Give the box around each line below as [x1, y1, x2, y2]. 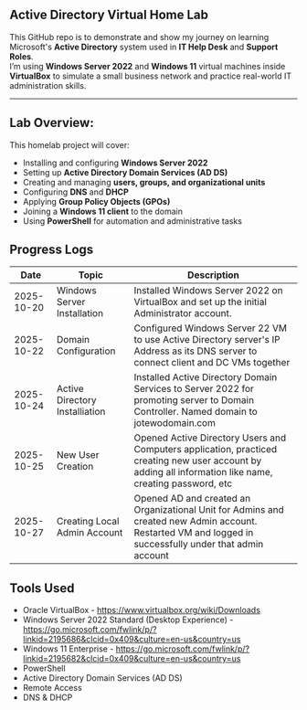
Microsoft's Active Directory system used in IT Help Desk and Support [9, 41, 279, 52]
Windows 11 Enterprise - [22, 643, 114, 654]
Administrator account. [133, 307, 232, 320]
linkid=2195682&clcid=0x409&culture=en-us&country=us [22, 653, 241, 664]
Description [186, 269, 240, 281]
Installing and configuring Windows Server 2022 [22, 157, 208, 168]
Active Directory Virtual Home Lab [9, 7, 208, 23]
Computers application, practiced [133, 443, 278, 456]
